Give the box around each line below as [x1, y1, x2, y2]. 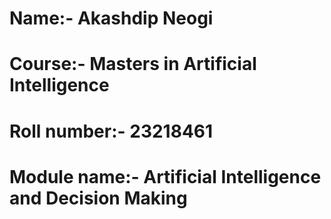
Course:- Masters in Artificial [9, 53, 257, 76]
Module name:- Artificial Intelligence [9, 165, 322, 188]
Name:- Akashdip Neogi [9, 7, 214, 30]
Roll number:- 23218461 [9, 120, 214, 142]
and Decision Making [9, 187, 188, 209]
